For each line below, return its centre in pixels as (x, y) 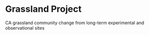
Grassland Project (44, 9)
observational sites (25, 28)
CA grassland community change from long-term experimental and (75, 23)
